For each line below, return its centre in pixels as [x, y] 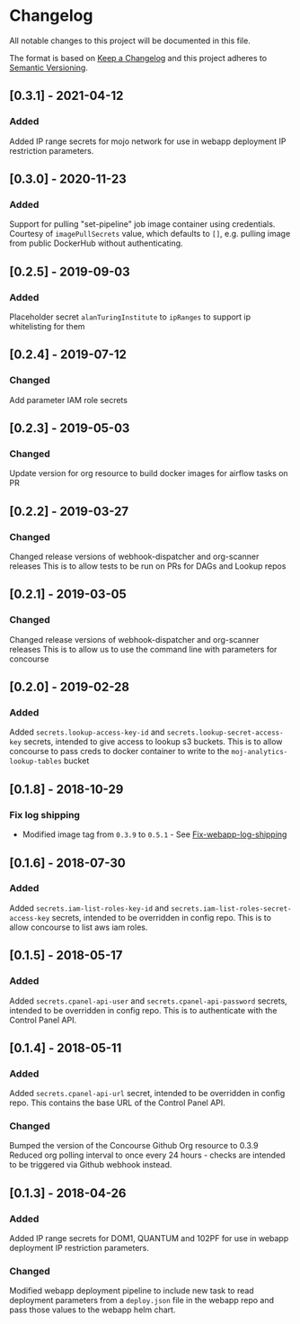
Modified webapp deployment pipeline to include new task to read [132, 1291]
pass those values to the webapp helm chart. [93, 1310]
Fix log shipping [45, 815]
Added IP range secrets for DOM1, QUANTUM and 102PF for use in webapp [149, 1238]
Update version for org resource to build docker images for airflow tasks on [149, 473]
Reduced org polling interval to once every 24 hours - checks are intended [147, 1155]
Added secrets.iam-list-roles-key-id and [89, 908]
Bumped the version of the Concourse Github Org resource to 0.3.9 [134, 1146]
